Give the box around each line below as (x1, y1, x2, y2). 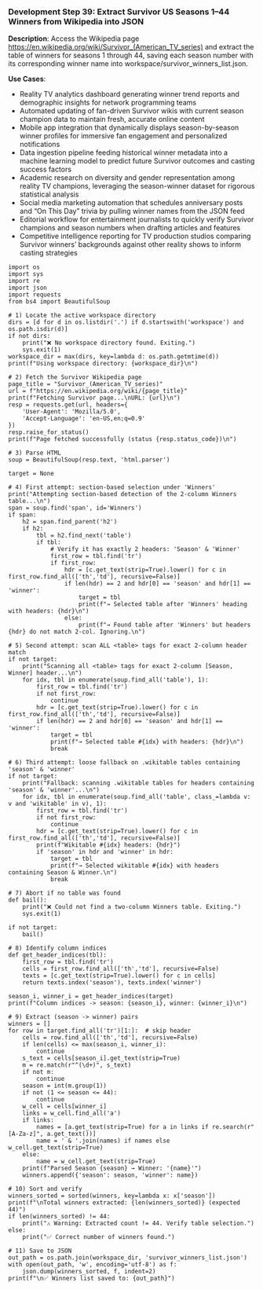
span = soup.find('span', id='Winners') (8, 504, 143, 513)
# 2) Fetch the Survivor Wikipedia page (8, 373, 143, 381)
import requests (8, 291, 61, 299)
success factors (19, 164, 72, 175)
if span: (8, 511, 37, 519)
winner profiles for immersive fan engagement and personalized (19, 131, 228, 141)
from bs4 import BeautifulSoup (8, 298, 111, 306)
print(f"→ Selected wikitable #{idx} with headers (49, 862, 220, 870)
